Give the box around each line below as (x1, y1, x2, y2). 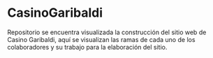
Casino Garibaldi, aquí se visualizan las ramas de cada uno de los (7, 35, 196, 43)
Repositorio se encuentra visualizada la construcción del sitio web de (7, 28, 207, 36)
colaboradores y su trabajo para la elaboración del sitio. (7, 43, 168, 51)
